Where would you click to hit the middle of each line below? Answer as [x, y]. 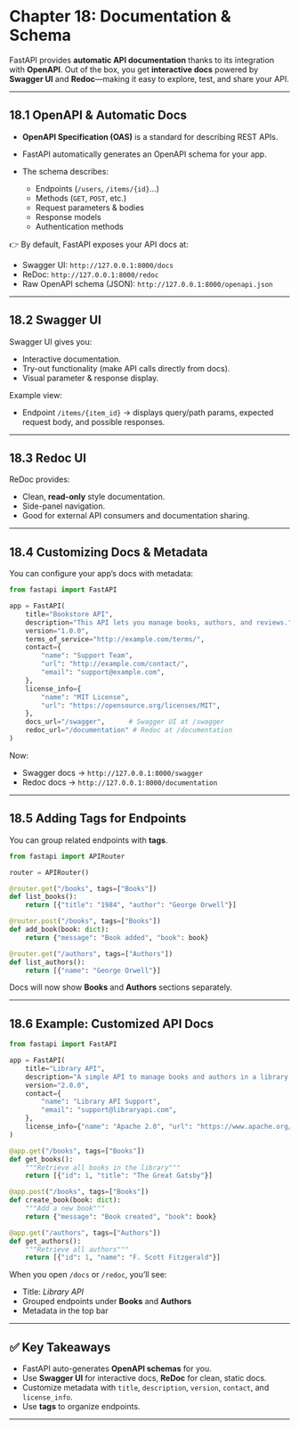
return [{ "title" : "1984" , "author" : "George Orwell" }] [131, 905]
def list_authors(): [48, 962]
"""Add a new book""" [65, 1209]
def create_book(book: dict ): [65, 1200]
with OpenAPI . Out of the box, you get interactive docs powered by [134, 69]
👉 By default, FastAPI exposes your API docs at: [99, 244]
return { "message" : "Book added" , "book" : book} [117, 937]
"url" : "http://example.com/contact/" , [115, 664]
